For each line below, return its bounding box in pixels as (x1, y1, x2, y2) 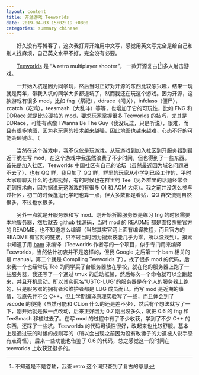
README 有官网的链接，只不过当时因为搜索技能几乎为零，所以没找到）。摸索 (6, 233, 193, 241)
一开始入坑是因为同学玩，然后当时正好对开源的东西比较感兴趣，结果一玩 (16, 82, 193, 89)
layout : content (6, 8, 46, 15)
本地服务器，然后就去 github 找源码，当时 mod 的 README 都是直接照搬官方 (6, 219, 192, 226)
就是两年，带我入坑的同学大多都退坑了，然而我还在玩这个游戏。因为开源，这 (6, 89, 193, 97)
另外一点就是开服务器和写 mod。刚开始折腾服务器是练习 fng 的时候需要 (16, 211, 191, 218)
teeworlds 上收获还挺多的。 (6, 344, 73, 351)
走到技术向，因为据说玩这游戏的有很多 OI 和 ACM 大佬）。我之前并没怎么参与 (6, 184, 193, 191)
